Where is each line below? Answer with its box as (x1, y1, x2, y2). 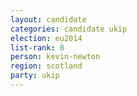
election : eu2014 (10, 33, 83, 43)
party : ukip (10, 71, 60, 81)
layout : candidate (10, 14, 87, 25)
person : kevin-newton (10, 52, 101, 62)
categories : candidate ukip (10, 24, 128, 34)
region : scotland (10, 61, 83, 71)
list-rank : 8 (10, 42, 65, 53)
